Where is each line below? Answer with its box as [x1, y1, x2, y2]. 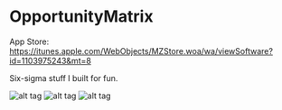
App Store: [9, 36, 50, 47]
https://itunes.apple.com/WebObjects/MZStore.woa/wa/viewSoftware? [9, 45, 274, 56]
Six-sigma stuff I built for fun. [9, 72, 118, 83]
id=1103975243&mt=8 [9, 55, 92, 66]
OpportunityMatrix [9, 6, 154, 27]
